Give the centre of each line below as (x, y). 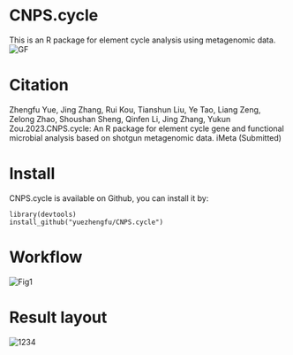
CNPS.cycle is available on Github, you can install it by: (109, 198)
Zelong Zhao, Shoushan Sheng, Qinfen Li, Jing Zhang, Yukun (120, 119)
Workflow (46, 257)
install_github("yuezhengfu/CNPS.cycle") (86, 222)
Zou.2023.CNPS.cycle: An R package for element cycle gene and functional (146, 128)
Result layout (58, 317)
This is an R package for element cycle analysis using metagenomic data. (143, 40)
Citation (39, 85)
